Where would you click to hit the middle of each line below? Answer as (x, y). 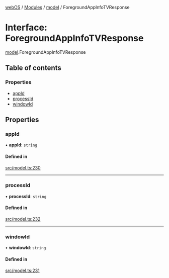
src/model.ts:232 (23, 219)
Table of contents (33, 68)
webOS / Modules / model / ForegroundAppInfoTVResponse (67, 7)
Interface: (26, 28)
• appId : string (21, 145)
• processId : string (26, 196)
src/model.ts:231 (23, 270)
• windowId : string (26, 248)
